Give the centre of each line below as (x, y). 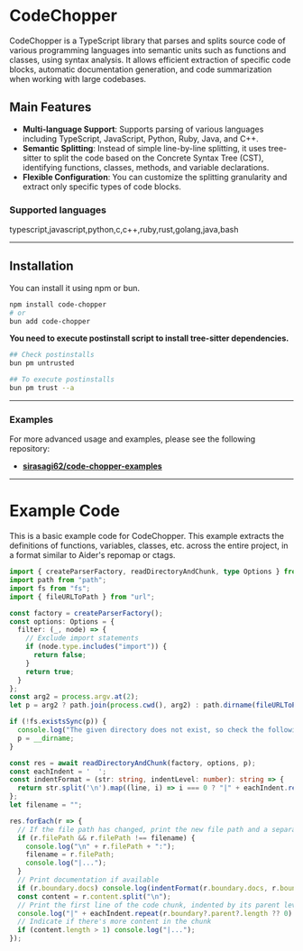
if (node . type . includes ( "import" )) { (96, 647)
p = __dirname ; (46, 738)
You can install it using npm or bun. (75, 288)
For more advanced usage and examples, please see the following (133, 439)
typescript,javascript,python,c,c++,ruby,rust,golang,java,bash (124, 230)
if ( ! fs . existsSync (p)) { (58, 722)
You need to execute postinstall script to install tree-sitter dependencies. (149, 338)
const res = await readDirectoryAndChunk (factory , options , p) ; (133, 763)
